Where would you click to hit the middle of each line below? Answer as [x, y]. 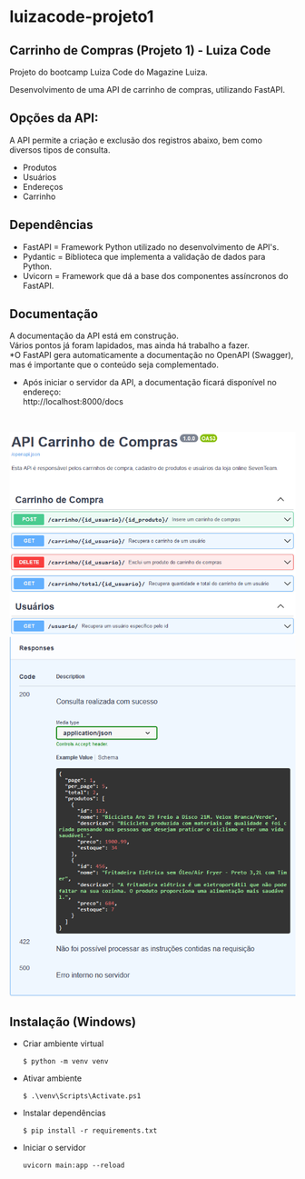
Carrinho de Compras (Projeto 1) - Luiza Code [140, 50]
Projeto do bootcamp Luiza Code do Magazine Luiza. [109, 72]
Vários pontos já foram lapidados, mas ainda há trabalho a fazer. [129, 345]
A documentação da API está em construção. [94, 336]
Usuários [39, 177]
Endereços [43, 186]
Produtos [39, 167]
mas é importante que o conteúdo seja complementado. [114, 365]
